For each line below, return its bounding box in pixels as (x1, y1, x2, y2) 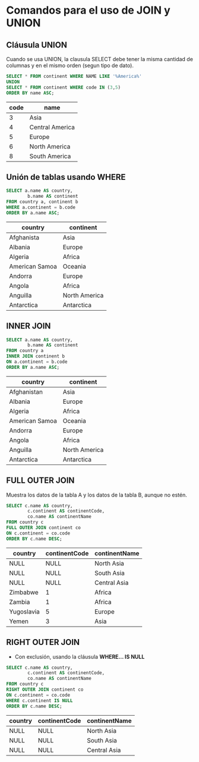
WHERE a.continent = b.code (6, 204, 76, 210)
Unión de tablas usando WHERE (6, 172, 126, 182)
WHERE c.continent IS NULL (6, 697, 73, 704)
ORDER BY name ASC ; (6, 90, 55, 96)
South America (29, 152, 71, 160)
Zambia (9, 597, 30, 606)
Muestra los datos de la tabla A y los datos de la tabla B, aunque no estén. (6, 491, 187, 498)
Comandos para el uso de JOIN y (6, 4, 170, 17)
